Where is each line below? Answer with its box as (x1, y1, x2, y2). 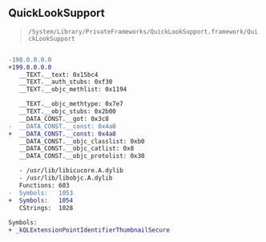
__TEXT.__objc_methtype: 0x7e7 (18, 100, 124, 108)
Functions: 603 (18, 181, 70, 189)
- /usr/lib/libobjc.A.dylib (18, 174, 113, 183)
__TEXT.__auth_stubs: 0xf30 (18, 78, 113, 87)
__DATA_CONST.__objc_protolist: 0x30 (18, 152, 146, 160)
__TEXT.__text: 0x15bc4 (18, 71, 99, 79)
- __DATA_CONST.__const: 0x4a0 (8, 122, 116, 131)
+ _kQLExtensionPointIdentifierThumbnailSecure (8, 226, 171, 235)
